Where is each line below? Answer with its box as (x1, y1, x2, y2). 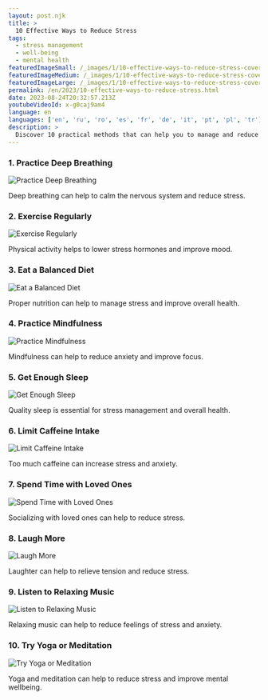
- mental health (15, 57, 69, 65)
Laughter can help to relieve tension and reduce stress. (8, 566, 190, 576)
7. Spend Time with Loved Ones (8, 479, 132, 490)
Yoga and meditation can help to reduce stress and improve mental (8, 674, 229, 683)
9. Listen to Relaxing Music (8, 586, 115, 597)
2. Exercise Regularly (8, 210, 93, 222)
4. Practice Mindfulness (8, 318, 103, 329)
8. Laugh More (8, 533, 65, 544)
